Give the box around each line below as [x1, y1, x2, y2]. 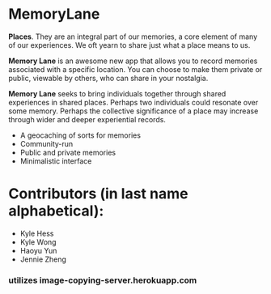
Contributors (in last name [8, 185, 188, 203]
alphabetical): [8, 202, 104, 220]
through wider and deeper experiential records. [8, 114, 166, 124]
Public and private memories [19, 147, 116, 157]
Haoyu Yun [19, 245, 57, 255]
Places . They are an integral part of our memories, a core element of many [8, 32, 257, 41]
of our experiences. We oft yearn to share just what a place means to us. [8, 40, 251, 49]
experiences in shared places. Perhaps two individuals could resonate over [8, 97, 259, 107]
